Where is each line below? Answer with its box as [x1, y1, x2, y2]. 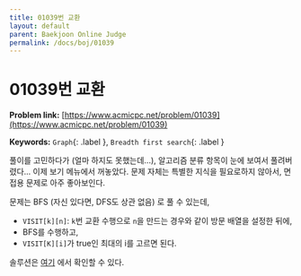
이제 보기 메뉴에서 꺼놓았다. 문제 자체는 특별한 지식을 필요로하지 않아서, [32, 167, 282, 177]
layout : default [9, 22, 70, 30]
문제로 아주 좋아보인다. [25, 177, 106, 188]
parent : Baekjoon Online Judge [9, 30, 127, 39]
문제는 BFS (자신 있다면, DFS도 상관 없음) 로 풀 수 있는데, [9, 196, 210, 207]
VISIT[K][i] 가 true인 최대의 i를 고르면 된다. [22, 238, 177, 249]
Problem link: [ [9, 109, 66, 121]
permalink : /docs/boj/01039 [9, 38, 115, 47]
